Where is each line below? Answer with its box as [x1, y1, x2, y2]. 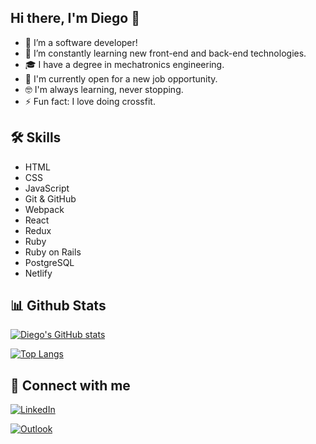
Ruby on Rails [24, 246, 82, 258]
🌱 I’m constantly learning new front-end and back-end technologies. [24, 47, 307, 59]
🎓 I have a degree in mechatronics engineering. [24, 58, 225, 70]
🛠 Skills [10, 129, 62, 146]
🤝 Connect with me [10, 377, 131, 394]
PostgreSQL [24, 256, 75, 268]
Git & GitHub [24, 192, 77, 205]
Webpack [24, 203, 65, 215]
